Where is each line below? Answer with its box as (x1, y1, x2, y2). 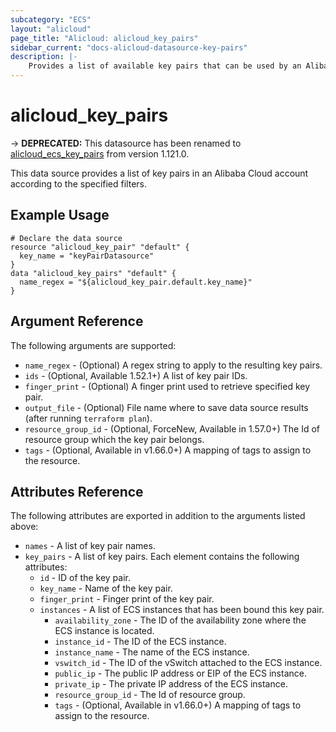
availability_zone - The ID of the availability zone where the (54, 614, 307, 626)
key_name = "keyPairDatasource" (19, 251, 155, 261)
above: (10, 521, 39, 533)
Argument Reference (10, 313, 144, 330)
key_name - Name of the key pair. (39, 582, 173, 595)
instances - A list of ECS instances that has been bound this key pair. (39, 604, 325, 616)
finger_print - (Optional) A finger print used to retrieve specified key (24, 380, 311, 392)
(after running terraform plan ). (24, 412, 153, 424)
